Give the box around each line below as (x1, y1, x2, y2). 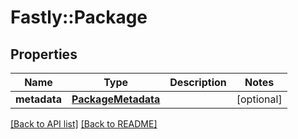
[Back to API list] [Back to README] (10, 118, 158, 130)
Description (169, 76, 227, 89)
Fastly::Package (10, 6, 148, 29)
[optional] (236, 92, 283, 106)
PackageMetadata (71, 92, 161, 106)
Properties (10, 46, 78, 63)
